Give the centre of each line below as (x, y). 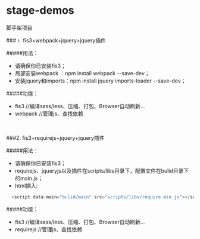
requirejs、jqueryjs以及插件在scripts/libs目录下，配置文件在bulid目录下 (102, 170)
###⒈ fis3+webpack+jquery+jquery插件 (56, 40)
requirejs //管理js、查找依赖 (49, 229)
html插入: (26, 185)
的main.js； (29, 178)
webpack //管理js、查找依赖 (49, 114)
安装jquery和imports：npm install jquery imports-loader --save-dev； (100, 81)
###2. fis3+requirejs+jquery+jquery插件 (55, 137)
